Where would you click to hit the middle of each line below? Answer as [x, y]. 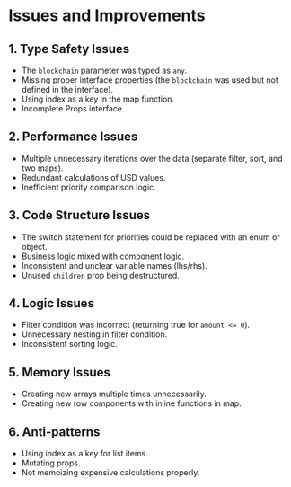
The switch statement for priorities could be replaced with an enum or [150, 237]
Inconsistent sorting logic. [69, 344]
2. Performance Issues [73, 137]
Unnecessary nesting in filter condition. [94, 334]
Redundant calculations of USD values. [93, 177]
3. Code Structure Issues [79, 215]
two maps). [42, 168]
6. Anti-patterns [54, 432]
